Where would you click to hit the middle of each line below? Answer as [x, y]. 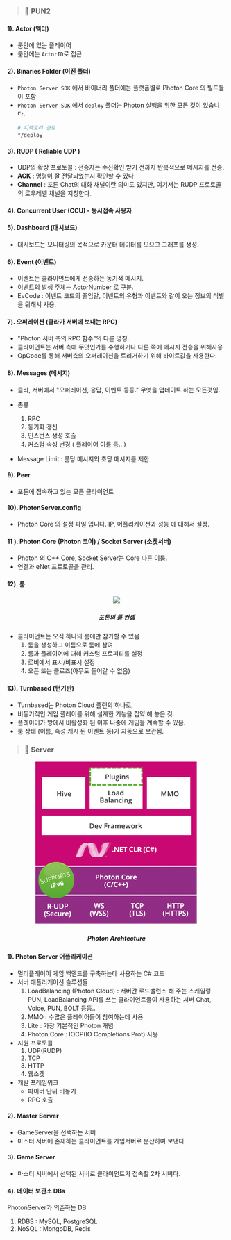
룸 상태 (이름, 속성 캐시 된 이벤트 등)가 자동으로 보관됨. [91, 731]
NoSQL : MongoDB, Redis [54, 1229]
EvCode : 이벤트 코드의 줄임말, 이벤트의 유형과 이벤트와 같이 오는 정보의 [114, 296]
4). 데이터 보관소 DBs [36, 1191]
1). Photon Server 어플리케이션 [50, 956]
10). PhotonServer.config [44, 508]
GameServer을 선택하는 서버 [57, 1132]
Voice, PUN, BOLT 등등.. [61, 1008]
